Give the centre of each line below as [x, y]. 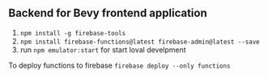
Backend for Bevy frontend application [108, 13]
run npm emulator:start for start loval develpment [103, 49]
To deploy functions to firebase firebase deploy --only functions [119, 65]
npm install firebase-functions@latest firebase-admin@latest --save [140, 42]
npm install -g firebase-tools [73, 33]
